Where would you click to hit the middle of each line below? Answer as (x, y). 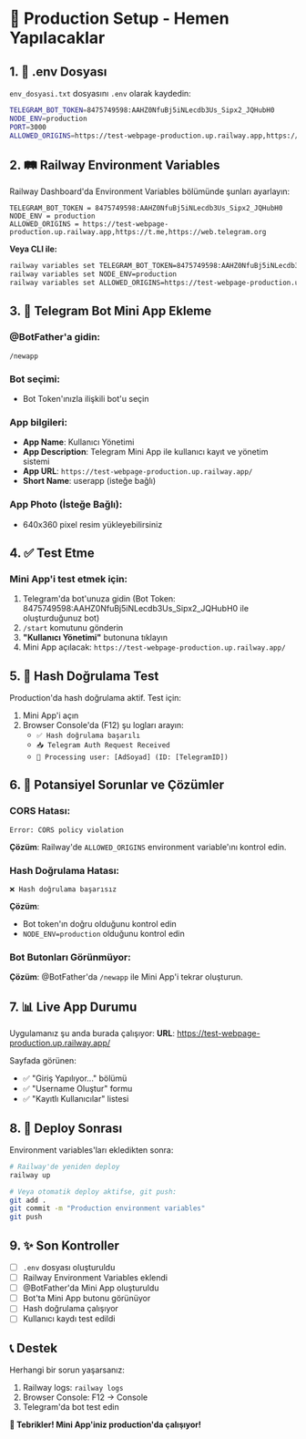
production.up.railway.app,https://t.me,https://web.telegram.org (138, 232)
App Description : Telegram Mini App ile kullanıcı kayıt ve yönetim (145, 452)
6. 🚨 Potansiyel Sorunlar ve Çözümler (117, 785)
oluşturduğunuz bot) (61, 618)
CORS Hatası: (40, 811)
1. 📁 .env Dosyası (58, 72)
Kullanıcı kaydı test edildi (69, 1319)
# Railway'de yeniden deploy (65, 1167)
